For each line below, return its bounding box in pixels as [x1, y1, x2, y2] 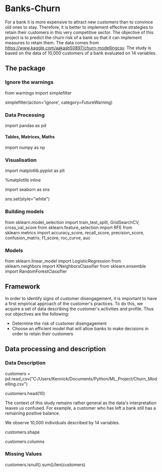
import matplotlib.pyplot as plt [5, 168, 65, 173]
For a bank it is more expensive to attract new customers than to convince [5, 19, 153, 25]
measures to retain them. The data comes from [5, 39, 99, 45]
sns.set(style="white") [5, 196, 50, 202]
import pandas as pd [5, 122, 47, 128]
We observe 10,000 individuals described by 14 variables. [5, 419, 120, 425]
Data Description [5, 359, 46, 366]
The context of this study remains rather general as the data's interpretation [5, 400, 157, 406]
